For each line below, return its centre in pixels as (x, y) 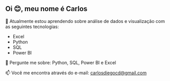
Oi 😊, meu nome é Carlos (46, 9)
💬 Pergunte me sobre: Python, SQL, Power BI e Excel (61, 62)
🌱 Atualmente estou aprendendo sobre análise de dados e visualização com (85, 21)
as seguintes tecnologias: (32, 26)
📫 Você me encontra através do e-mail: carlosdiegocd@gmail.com (76, 73)
